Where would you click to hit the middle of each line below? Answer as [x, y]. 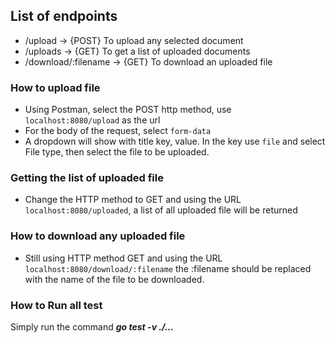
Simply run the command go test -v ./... [92, 327]
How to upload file [55, 87]
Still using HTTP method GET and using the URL [123, 258]
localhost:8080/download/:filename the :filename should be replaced [168, 268]
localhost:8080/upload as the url [92, 120]
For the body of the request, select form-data [118, 131]
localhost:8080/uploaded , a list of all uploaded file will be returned [161, 210]
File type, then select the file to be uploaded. [117, 152]
